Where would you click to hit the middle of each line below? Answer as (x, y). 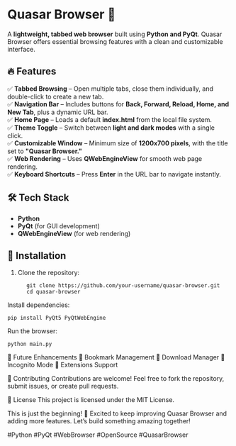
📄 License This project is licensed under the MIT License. (91, 400)
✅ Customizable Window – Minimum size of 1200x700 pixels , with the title (118, 143)
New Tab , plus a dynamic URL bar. (58, 112)
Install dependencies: (39, 305)
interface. (21, 49)
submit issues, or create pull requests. (63, 386)
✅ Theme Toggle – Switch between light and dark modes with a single (111, 128)
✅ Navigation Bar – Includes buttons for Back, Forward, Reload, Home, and (118, 104)
